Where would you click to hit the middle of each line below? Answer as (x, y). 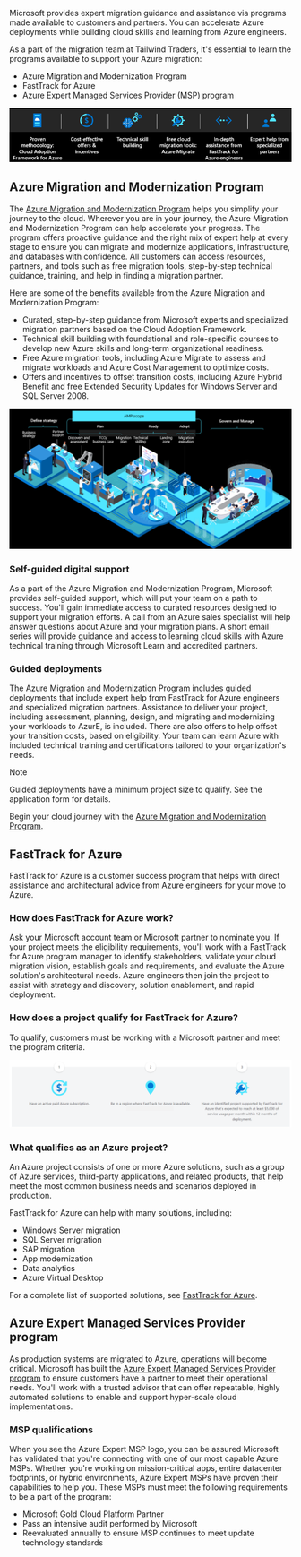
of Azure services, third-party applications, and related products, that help (146, 1176)
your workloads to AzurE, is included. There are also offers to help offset (143, 727)
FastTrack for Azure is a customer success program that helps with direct (145, 876)
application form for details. (60, 799)
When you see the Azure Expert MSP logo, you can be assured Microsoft (144, 1449)
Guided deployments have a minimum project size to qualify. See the (136, 790)
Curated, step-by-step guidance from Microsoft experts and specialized (155, 319)
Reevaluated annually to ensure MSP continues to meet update (138, 1533)
